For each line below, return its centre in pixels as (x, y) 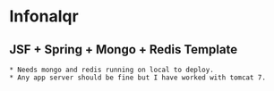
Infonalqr (44, 17)
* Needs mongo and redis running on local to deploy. (112, 70)
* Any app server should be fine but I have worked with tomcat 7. (138, 78)
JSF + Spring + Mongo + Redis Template (124, 50)
